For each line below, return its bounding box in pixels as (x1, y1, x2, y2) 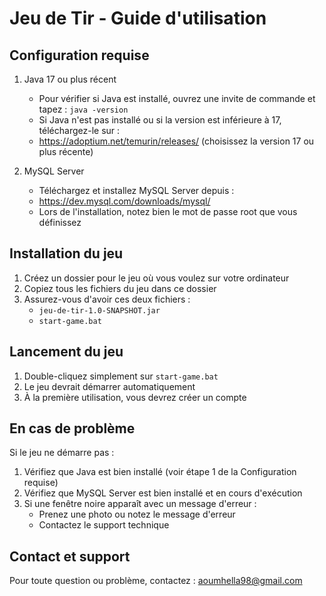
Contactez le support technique (38, 519, 170, 531)
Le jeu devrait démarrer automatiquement (23, 380, 196, 392)
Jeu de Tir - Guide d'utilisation (9, 7, 267, 30)
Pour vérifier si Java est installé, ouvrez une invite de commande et (38, 93, 316, 104)
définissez (38, 217, 82, 228)
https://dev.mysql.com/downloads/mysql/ (38, 195, 211, 207)
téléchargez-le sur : (38, 125, 121, 136)
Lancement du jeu (9, 343, 124, 361)
